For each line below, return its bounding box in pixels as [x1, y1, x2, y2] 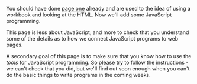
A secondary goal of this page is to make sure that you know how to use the [6, 53, 192, 59]
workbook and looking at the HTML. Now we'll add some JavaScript [6, 11, 172, 18]
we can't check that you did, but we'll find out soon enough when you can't [6, 65, 190, 72]
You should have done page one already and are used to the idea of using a [6, 5, 191, 12]
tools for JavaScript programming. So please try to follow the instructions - [6, 59, 189, 66]
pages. [6, 41, 23, 48]
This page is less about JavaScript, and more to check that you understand [6, 29, 189, 36]
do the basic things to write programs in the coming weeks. [6, 72, 151, 78]
